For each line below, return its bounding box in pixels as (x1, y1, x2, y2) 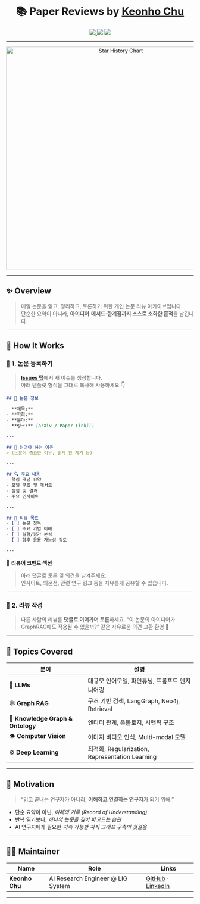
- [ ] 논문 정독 (6, 520, 42, 527)
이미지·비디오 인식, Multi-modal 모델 (87, 733, 186, 742)
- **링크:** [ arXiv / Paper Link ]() (6, 423, 95, 428)
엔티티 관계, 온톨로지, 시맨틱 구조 (87, 718, 174, 727)
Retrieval (87, 705, 112, 713)
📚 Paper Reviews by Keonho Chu (15, 5, 185, 18)
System (49, 881, 70, 890)
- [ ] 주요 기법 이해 (6, 526, 52, 532)
